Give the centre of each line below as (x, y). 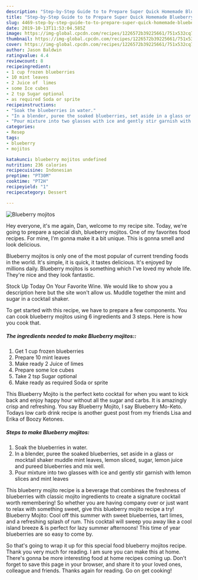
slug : (13, 22)
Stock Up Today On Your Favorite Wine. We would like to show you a (89, 286)
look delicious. (24, 244)
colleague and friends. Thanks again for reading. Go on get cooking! (89, 571)
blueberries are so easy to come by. (50, 534)
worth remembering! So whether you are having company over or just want (97, 503)
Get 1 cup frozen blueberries (49, 351)
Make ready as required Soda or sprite (61, 382)
